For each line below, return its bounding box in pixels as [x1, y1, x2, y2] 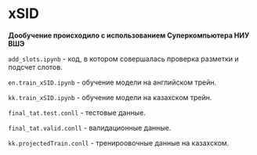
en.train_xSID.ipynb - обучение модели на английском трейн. [8, 77, 217, 87]
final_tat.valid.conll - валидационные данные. [8, 123, 172, 132]
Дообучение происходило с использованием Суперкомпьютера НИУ [8, 31, 250, 40]
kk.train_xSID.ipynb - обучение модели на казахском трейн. [8, 92, 212, 102]
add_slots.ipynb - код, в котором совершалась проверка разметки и [8, 54, 239, 63]
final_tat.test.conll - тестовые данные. [8, 107, 147, 117]
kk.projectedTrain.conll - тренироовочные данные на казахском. [8, 138, 230, 147]
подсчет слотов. [8, 62, 63, 71]
